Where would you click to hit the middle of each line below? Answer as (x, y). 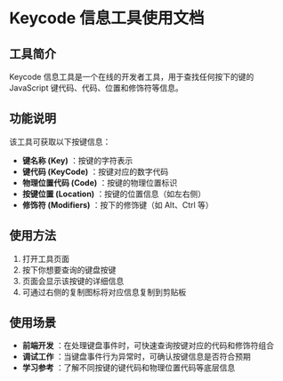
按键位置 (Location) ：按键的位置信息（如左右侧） (114, 194)
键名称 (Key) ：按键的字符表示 (77, 160)
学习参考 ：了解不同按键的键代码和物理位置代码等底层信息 (129, 368)
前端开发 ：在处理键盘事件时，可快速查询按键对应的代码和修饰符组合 (148, 345)
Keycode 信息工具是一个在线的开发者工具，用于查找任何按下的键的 (132, 77)
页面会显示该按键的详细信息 (73, 281)
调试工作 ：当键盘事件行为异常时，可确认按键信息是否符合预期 (136, 357)
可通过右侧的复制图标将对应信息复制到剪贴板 (104, 292)
